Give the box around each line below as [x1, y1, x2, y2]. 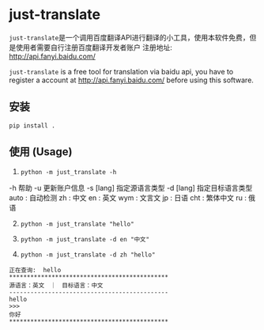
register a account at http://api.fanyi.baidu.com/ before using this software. [9, 75, 254, 85]
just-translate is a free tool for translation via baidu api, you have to [9, 66, 234, 76]
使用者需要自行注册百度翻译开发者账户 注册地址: [15, 42, 172, 52]
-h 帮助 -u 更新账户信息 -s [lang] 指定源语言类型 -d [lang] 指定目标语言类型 [9, 183, 253, 192]
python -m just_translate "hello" [20, 220, 134, 228]
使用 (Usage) [9, 145, 73, 159]
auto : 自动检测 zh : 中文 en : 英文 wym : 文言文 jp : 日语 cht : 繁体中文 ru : [9, 192, 247, 203]
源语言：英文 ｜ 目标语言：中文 [9, 281, 104, 290]
